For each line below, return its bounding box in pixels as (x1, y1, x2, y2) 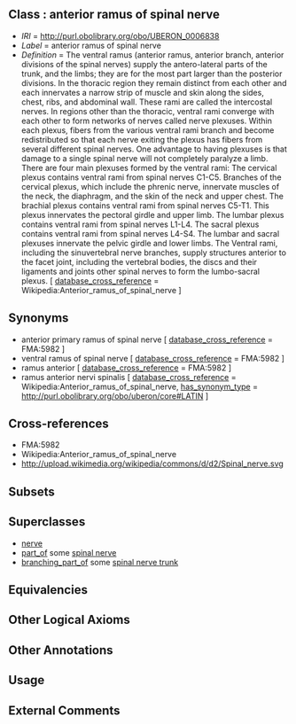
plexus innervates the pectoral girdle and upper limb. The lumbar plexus (20, 209, 284, 220)
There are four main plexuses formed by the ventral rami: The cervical (20, 162, 277, 173)
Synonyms (8, 310, 69, 326)
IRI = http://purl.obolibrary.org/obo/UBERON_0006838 (20, 30, 220, 41)
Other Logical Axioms (8, 612, 130, 627)
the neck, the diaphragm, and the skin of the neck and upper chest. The (20, 191, 284, 201)
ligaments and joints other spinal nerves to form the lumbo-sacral (20, 266, 261, 276)
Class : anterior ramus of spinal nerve (8, 7, 221, 22)
